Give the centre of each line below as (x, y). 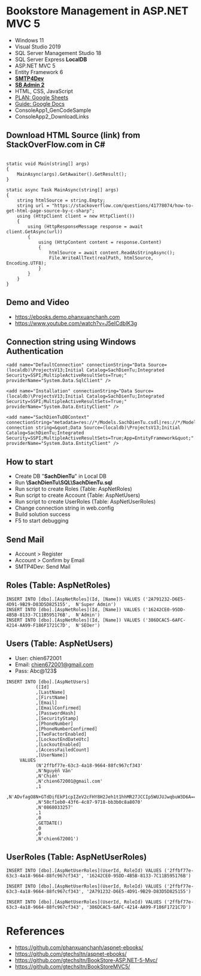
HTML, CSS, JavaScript (44, 91)
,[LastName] (51, 692)
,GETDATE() (49, 823)
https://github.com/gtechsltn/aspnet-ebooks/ (71, 954)
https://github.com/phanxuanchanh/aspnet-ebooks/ (79, 948)
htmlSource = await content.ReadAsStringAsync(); (112, 252)
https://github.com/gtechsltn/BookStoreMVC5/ (72, 966)
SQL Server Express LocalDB (51, 59)
